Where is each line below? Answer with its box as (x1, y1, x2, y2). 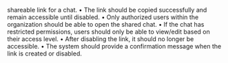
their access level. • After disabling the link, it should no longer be (7, 35, 194, 43)
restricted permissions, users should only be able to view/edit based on (7, 27, 210, 36)
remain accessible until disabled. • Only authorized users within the (7, 13, 199, 21)
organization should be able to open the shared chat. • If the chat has (7, 21, 205, 28)
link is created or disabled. (7, 49, 83, 58)
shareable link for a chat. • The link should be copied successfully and (7, 6, 207, 14)
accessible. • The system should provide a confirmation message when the (7, 42, 222, 50)
